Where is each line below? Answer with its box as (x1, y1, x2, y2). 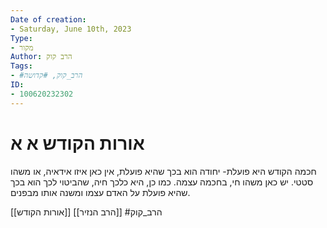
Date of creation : (10, 14, 87, 25)
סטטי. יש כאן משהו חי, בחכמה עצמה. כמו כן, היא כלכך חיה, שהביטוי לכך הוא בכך (10, 176, 314, 188)
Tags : (10, 61, 33, 71)
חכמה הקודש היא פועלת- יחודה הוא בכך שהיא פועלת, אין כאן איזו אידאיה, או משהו (10, 165, 317, 177)
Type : (10, 33, 33, 43)
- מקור (10, 42, 34, 53)
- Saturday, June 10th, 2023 (10, 24, 132, 34)
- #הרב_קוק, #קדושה (10, 71, 83, 81)
